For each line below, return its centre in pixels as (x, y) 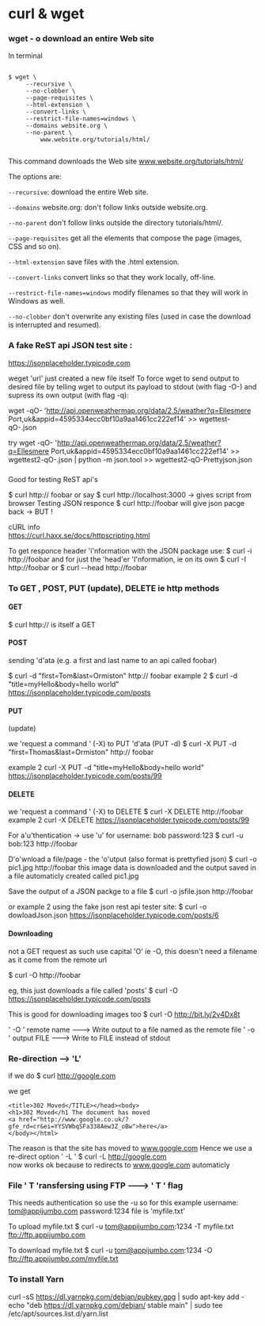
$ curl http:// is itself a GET (52, 624)
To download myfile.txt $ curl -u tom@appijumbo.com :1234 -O (110, 1251)
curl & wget (46, 14)
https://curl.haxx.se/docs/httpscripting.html (79, 535)
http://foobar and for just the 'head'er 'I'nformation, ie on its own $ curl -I (127, 559)
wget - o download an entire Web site (81, 39)
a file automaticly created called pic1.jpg (74, 876)
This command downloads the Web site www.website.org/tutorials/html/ (126, 161)
